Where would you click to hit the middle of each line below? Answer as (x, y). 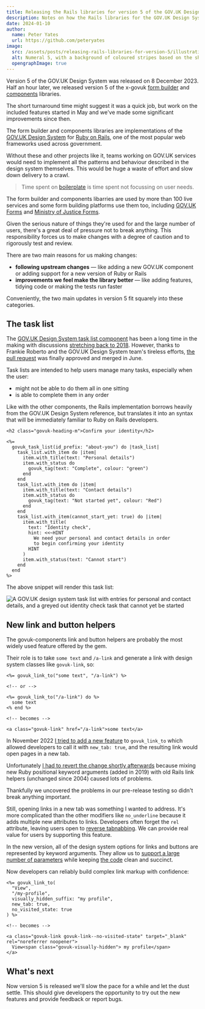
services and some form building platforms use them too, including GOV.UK (101, 205)
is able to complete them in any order (62, 395)
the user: (18, 377)
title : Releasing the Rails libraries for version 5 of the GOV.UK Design (103, 12)
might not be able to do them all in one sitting (72, 388)
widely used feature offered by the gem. (57, 646)
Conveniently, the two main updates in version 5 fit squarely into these (95, 298)
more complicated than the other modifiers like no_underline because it (96, 815)
